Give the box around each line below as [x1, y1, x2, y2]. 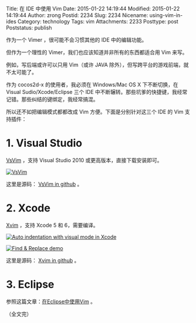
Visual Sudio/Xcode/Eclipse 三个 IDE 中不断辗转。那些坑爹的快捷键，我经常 [6, 89, 188, 95]
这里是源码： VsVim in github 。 [6, 180, 83, 187]
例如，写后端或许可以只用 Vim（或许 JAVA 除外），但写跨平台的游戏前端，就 [6, 61, 189, 68]
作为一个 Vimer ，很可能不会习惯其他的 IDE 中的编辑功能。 [6, 36, 147, 43]
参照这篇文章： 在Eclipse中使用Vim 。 [6, 298, 96, 305]
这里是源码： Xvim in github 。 [6, 257, 80, 264]
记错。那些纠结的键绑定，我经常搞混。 [6, 96, 98, 103]
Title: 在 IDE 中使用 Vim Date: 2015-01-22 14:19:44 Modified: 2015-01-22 [6, 5, 180, 12]
